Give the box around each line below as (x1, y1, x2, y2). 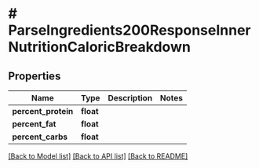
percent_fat (12, 119, 57, 130)
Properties (8, 69, 61, 82)
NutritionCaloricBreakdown (8, 38, 191, 56)
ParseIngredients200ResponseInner (8, 21, 251, 39)
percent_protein (12, 106, 74, 116)
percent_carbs (12, 131, 68, 142)
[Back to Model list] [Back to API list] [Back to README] (8, 152, 188, 161)
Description (108, 93, 153, 103)
